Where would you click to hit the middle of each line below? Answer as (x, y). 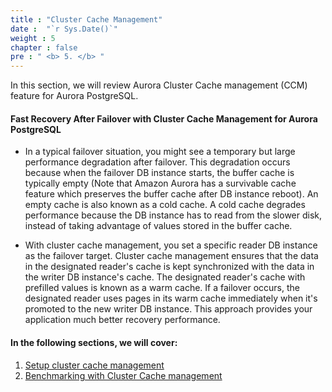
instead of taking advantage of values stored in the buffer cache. (158, 226)
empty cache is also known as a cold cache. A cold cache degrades (165, 205)
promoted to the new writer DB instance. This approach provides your (168, 309)
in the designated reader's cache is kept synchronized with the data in (169, 267)
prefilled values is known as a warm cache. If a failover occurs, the (162, 288)
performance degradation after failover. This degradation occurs (157, 162)
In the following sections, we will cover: (94, 342)
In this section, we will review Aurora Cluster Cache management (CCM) (159, 85)
